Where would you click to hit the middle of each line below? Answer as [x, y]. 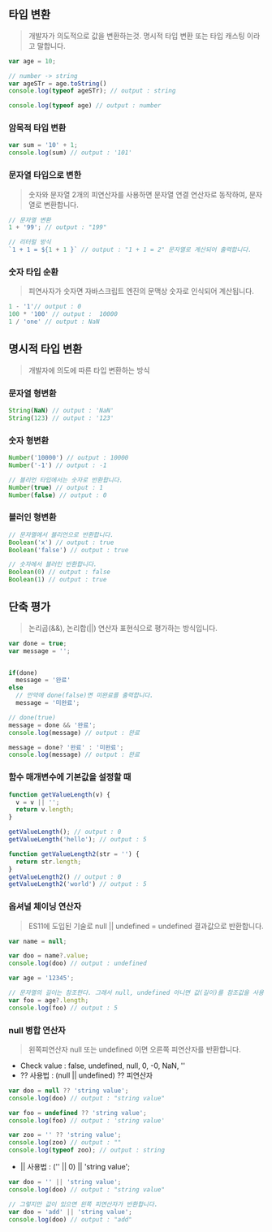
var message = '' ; [39, 651]
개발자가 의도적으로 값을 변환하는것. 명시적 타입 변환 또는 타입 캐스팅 [136, 36]
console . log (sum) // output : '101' [70, 153]
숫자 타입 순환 [34, 272]
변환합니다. [61, 205]
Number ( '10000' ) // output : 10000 [69, 458]
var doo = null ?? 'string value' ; [69, 1091]
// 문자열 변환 [30, 220]
